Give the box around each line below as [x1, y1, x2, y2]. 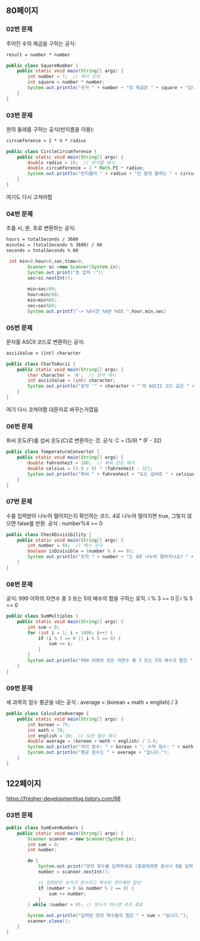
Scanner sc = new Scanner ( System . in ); [27, 263, 121, 270]
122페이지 [6, 778, 42, 789]
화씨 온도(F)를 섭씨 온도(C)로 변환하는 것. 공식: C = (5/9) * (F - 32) [6, 437, 162, 444]
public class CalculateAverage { [6, 710, 89, 717]
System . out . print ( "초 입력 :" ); [27, 269, 104, 275]
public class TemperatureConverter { [6, 449, 100, 455]
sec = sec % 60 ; [27, 302, 58, 309]
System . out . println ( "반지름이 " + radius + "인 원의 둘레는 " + [27, 171, 178, 177]
